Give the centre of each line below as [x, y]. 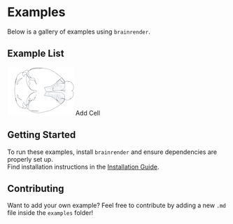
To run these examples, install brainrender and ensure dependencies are [112, 152]
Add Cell [87, 113]
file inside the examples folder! [50, 213]
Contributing [36, 189]
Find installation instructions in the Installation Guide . [83, 167]
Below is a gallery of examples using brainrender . [79, 31]
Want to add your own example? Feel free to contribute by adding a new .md [116, 205]
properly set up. [30, 159]
